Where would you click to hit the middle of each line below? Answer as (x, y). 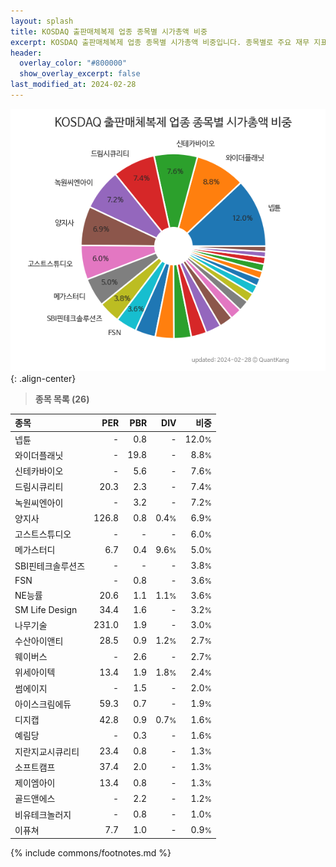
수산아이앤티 (39, 641)
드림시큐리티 (39, 487)
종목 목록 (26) (62, 399)
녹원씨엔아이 (39, 502)
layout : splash (42, 21)
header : (26, 53)
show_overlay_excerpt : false (80, 74)
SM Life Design (46, 610)
